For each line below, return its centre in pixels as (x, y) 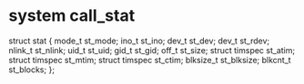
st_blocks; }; (32, 70)
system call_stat (72, 16)
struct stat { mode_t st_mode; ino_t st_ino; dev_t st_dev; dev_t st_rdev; (139, 41)
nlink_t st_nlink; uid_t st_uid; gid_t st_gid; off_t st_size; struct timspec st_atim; (152, 50)
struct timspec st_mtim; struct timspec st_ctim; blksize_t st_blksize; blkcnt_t (150, 60)
